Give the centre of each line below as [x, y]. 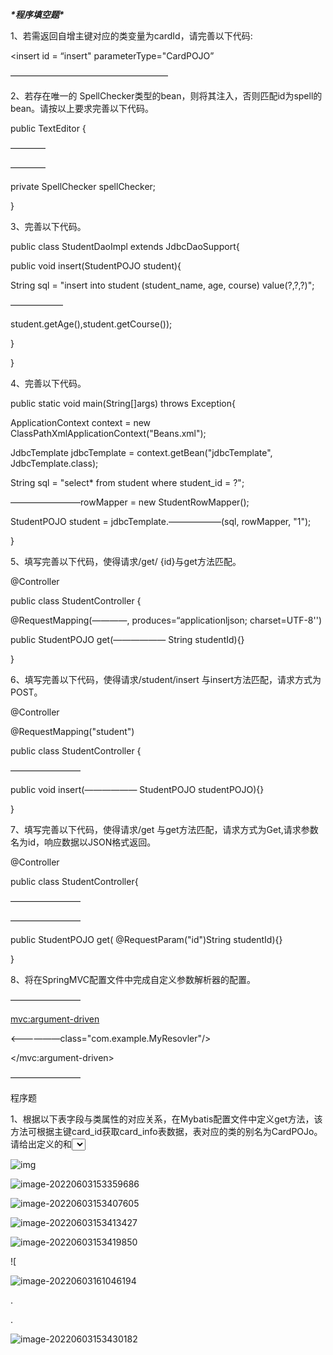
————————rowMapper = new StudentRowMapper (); [130, 502]
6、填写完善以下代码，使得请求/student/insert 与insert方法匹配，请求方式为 [166, 679]
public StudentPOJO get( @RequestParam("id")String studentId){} [146, 939]
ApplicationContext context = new [81, 422]
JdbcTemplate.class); [54, 463]
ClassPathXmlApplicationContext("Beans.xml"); [108, 433]
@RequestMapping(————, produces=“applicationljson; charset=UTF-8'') [166, 620]
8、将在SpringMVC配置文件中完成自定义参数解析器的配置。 [133, 979]
